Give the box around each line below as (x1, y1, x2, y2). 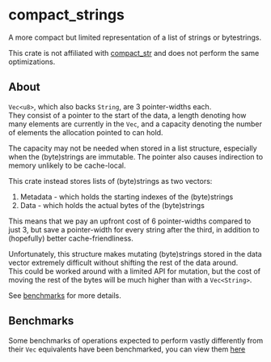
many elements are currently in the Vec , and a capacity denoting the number (8, 119, 263, 129)
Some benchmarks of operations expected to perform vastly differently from (8, 335, 264, 345)
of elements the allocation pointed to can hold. (8, 127, 163, 137)
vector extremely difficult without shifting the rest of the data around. (8, 258, 239, 267)
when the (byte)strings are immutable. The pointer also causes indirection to (8, 151, 264, 161)
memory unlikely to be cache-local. (8, 160, 127, 170)
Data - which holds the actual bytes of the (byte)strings (19, 200, 205, 210)
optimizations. (8, 57, 56, 66)
